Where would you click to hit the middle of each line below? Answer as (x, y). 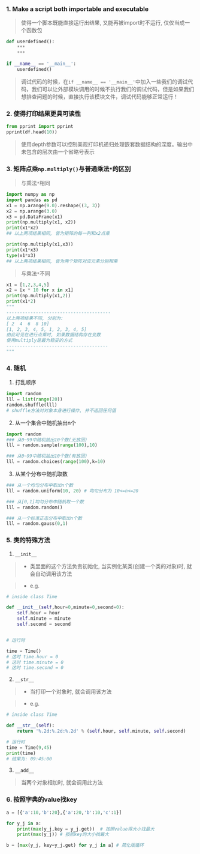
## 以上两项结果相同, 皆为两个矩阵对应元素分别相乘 (62, 261)
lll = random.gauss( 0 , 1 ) (37, 524)
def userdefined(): (31, 42)
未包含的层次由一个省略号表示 (57, 151)
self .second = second (44, 624)
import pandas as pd (32, 200)
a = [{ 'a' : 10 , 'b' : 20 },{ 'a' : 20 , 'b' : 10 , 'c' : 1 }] (64, 813)
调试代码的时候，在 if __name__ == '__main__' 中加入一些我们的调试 (104, 81)
